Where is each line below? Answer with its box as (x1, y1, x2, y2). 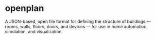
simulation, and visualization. (5, 29, 63, 34)
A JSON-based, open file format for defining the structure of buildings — (5, 19, 151, 24)
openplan (5, 3, 44, 14)
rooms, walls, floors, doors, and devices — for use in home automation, (5, 23, 148, 29)
